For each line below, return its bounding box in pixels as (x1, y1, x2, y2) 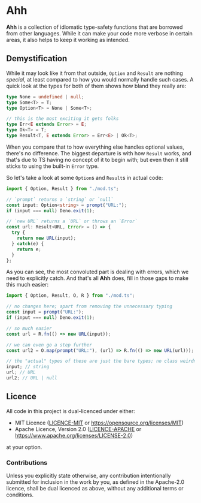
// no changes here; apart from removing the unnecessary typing (6, 303, 172, 309)
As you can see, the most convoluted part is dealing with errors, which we (6, 268, 189, 276)
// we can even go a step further (6, 342, 93, 348)
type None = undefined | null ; (6, 94, 84, 100)
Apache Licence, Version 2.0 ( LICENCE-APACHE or (14, 425, 142, 432)
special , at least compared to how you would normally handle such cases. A (6, 76, 194, 83)
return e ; (17, 246, 42, 252)
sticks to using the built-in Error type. (6, 162, 99, 170)
